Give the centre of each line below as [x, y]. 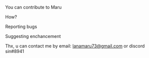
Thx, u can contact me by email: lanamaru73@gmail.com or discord [75, 46]
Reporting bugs [21, 26]
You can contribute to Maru [33, 7]
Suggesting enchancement [33, 36]
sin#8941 [15, 51]
